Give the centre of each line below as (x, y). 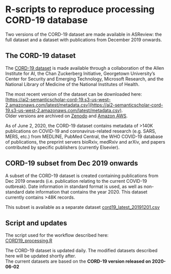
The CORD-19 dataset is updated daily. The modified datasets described (81, 251)
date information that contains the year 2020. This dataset (86, 191)
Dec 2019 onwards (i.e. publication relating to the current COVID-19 (76, 181)
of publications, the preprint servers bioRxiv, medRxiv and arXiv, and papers (86, 142)
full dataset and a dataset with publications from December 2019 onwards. (84, 40)
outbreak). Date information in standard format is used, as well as (74, 186)
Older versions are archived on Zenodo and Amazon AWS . (67, 116)
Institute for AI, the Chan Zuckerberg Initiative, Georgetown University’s (80, 73)
